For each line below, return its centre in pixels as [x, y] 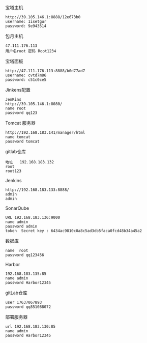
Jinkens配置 [18, 90]
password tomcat [22, 141]
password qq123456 [25, 255]
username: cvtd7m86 [26, 75]
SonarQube [17, 208]
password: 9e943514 [26, 26]
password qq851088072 [28, 307]
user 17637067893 [24, 302]
